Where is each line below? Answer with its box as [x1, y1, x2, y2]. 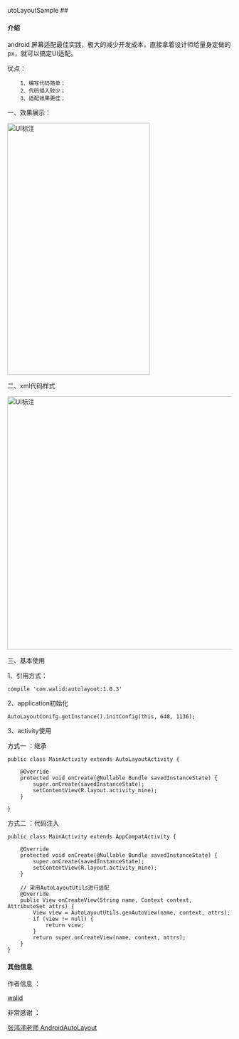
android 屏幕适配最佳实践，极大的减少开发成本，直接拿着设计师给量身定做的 [7, 41, 231, 49]
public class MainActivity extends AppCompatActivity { [7, 833, 176, 841]
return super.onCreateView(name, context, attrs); [33, 934, 186, 942]
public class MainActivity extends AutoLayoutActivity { [7, 756, 180, 763]
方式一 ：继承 [7, 742, 47, 750]
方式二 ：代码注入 [7, 819, 59, 828]
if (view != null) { [33, 915, 94, 923]
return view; [45, 922, 84, 929]
